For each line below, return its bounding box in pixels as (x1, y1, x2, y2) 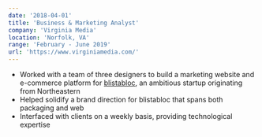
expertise (19, 120, 51, 129)
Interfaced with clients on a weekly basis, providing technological (19, 112, 233, 120)
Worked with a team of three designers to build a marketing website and (19, 70, 255, 79)
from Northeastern (19, 87, 80, 95)
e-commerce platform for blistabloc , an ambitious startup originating (19, 78, 243, 87)
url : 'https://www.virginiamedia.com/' (8, 48, 140, 56)
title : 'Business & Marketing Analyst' (8, 19, 140, 27)
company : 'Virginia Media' (8, 26, 97, 34)
